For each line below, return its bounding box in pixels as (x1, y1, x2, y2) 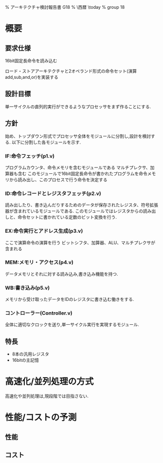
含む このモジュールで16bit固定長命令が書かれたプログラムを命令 (18, 170, 147, 176)
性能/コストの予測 (5, 412, 77, 423)
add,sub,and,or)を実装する (5, 74, 58, 80)
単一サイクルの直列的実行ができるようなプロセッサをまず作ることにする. (5, 104, 151, 110)
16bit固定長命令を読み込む (5, 58, 57, 63)
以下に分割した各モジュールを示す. (11, 139, 81, 145)
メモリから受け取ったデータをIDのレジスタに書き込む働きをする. (5, 296, 134, 302)
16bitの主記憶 (12, 357, 39, 363)
